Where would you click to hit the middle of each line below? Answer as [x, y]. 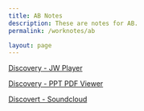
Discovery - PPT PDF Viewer [56, 84]
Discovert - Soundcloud [48, 99]
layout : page [30, 45]
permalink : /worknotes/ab [51, 31]
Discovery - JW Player [45, 68]
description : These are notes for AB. [73, 23]
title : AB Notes [35, 16]
